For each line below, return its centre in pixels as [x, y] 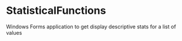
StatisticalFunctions [56, 11]
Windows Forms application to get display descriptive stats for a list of [91, 27]
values [14, 32]
